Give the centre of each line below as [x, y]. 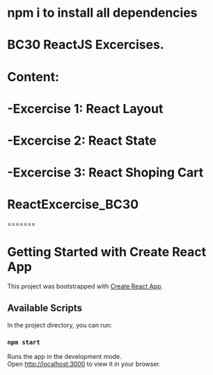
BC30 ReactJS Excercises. [86, 45]
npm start [24, 342]
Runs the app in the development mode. [64, 357]
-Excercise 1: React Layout [85, 109]
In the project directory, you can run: [60, 325]
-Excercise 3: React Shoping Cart [105, 173]
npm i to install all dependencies [102, 13]
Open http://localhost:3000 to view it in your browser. [84, 364]
